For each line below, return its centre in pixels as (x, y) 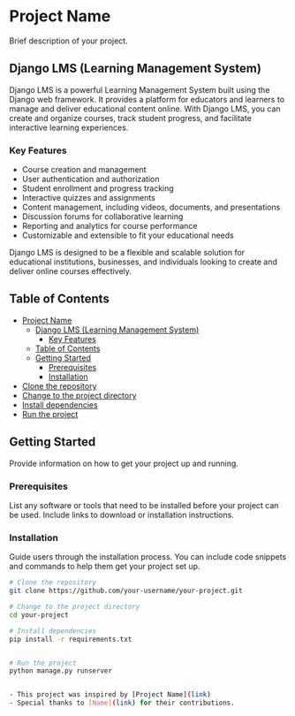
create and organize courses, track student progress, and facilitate (130, 118)
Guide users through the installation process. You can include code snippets (148, 557)
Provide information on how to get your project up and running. (124, 463)
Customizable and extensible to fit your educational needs (128, 235)
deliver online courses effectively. (71, 271)
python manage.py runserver (61, 671)
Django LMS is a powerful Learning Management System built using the (140, 89)
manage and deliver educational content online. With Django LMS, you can (145, 109)
